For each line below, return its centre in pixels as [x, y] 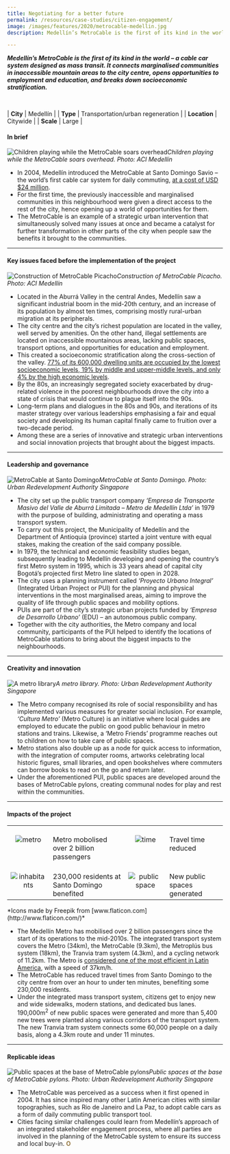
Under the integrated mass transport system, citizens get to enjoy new [116, 997]
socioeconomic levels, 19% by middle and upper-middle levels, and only [119, 369]
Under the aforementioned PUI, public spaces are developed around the [118, 777]
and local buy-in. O [44, 1144]
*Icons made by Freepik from [49, 911]
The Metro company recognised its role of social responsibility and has [117, 704]
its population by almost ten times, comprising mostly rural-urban [109, 311]
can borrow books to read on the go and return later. [91, 770]
